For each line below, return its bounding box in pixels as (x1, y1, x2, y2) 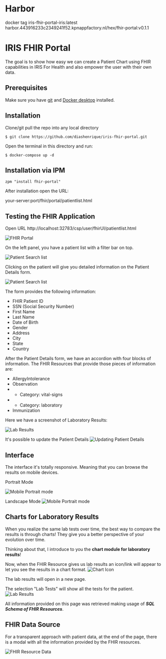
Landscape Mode (5, 498, 41, 504)
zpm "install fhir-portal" (5, 179, 61, 184)
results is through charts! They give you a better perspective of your (5, 531, 145, 537)
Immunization (12, 407, 41, 413)
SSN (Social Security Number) (12, 303, 74, 309)
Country (12, 346, 29, 352)
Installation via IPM (5, 166, 65, 174)
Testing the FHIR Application (5, 212, 95, 221)
